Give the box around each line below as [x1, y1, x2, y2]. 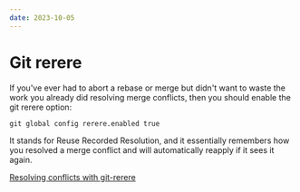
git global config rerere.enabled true [9, 119, 160, 128]
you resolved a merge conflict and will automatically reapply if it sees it [9, 144, 275, 155]
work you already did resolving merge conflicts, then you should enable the [9, 91, 292, 102]
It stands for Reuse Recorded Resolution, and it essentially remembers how [9, 135, 290, 146]
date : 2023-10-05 [9, 13, 75, 23]
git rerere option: [9, 101, 73, 112]
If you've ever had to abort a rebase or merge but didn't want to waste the [9, 82, 286, 93]
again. [9, 154, 34, 165]
